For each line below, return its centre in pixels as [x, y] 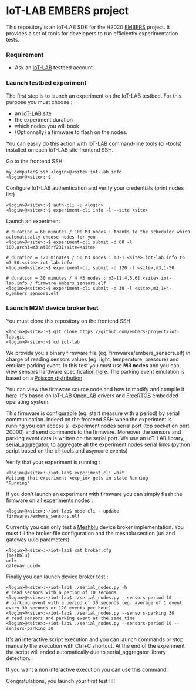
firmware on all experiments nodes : [50, 500]
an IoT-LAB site [33, 113]
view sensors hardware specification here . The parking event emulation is [95, 371]
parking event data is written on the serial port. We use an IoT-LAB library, [95, 438]
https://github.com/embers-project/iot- [130, 331]
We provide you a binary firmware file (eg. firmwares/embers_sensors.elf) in [98, 353]
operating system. [28, 401]
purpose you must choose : [39, 102]
